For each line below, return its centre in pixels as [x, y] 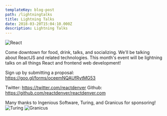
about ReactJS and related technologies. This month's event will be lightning [84, 57]
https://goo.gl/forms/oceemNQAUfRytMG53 [50, 78]
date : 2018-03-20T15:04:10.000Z [39, 24]
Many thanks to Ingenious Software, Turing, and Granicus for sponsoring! [81, 102]
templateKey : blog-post [30, 10]
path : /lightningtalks [29, 14]
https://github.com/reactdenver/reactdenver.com [56, 93]
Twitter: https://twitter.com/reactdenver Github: [54, 87]
